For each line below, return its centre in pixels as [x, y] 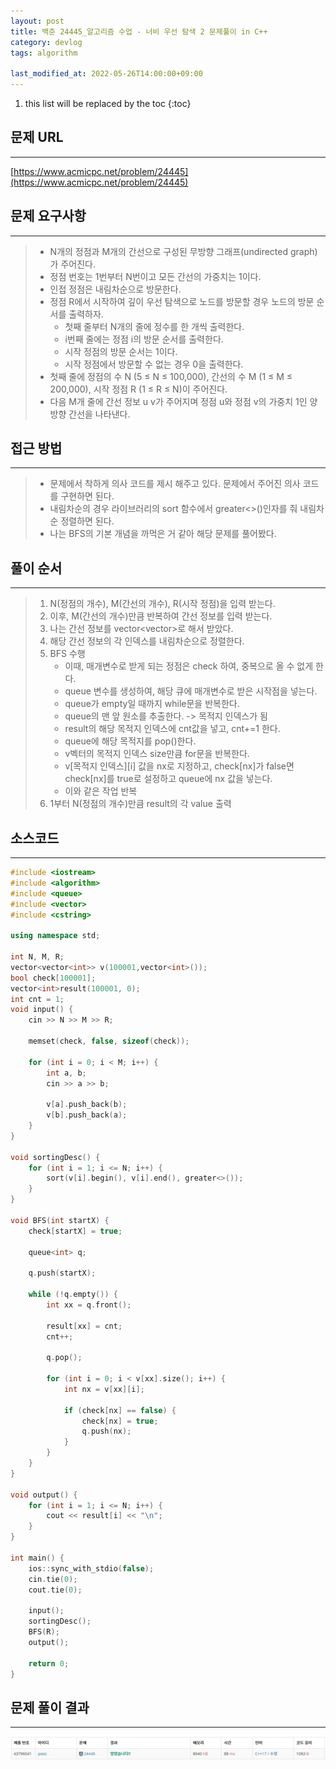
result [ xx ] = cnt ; [84, 1326]
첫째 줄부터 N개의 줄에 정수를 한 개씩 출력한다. [154, 326]
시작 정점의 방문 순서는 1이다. [121, 351]
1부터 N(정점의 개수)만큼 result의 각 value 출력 [140, 804]
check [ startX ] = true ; [75, 1231]
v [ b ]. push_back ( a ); [87, 1115]
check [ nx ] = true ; [120, 1421]
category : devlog [46, 42]
